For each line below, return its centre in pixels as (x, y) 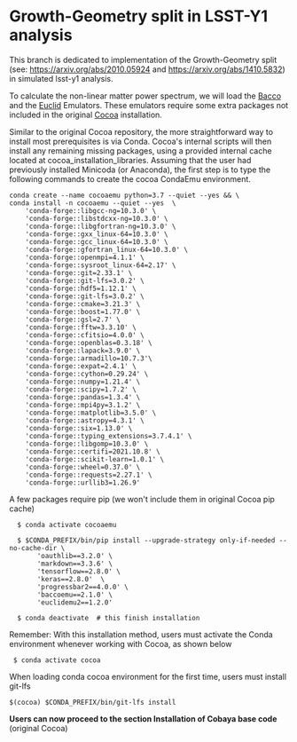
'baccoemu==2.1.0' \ (75, 595)
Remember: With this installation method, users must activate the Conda (141, 634)
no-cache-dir (33, 548)
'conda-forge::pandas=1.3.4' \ (83, 397)
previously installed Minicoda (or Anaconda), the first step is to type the (140, 170)
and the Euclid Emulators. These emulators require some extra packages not (149, 105)
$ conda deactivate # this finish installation (109, 618)
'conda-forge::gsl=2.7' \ (73, 320)
